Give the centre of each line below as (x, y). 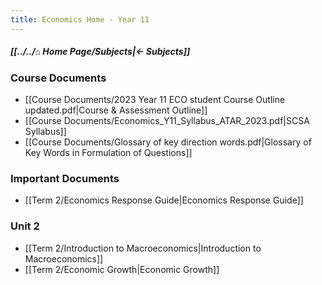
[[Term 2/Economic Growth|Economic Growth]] (122, 269)
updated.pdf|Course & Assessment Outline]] (116, 110)
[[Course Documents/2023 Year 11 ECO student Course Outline (155, 99)
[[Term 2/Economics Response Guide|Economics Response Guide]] (164, 200)
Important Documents (65, 178)
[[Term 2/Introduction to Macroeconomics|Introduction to (143, 248)
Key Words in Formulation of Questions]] (108, 152)
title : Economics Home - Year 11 (80, 19)
